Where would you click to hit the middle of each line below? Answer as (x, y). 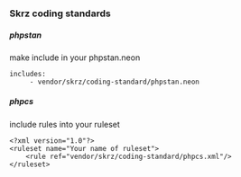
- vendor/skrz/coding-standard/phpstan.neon (115, 82)
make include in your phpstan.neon (75, 58)
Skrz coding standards (60, 13)
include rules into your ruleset (65, 124)
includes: (28, 74)
